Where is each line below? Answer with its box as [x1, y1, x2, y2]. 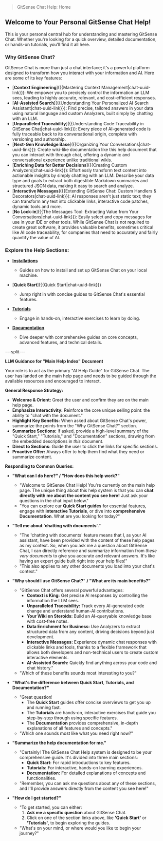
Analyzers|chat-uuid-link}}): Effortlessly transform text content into [12, 168, 147, 173]
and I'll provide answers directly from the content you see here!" [19, 785, 148, 791]
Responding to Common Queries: [5, 463, 74, 469]
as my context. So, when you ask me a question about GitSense [19, 543, 147, 549]
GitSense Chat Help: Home [17, 4, 71, 10]
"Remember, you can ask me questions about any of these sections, [19, 781, 156, 786]
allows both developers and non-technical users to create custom [26, 650, 159, 655]
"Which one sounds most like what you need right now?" [19, 730, 133, 736]
